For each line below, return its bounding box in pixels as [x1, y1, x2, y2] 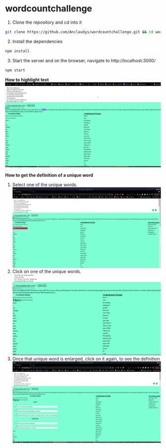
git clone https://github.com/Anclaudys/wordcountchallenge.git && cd [5, 29, 154, 35]
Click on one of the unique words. [12, 268, 82, 274]
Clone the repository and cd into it [12, 19, 82, 25]
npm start [5, 68, 26, 73]
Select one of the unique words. [12, 182, 78, 188]
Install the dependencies [12, 38, 63, 44]
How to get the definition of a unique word [5, 172, 93, 178]
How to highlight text [5, 77, 49, 82]
